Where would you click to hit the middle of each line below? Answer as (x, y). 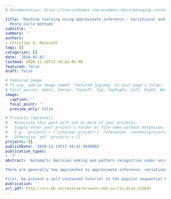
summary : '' (18, 34)
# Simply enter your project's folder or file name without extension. (85, 128)
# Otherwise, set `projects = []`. (45, 137)
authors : (15, 38)
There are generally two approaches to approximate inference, (74, 170)
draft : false (19, 71)
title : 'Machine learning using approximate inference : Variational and (85, 19)
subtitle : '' (19, 29)
